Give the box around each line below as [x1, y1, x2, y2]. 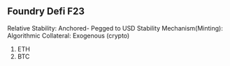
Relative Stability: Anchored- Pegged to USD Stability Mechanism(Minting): [7, 24, 224, 32]
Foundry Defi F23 [7, 6, 85, 17]
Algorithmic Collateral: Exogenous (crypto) [7, 31, 130, 40]
